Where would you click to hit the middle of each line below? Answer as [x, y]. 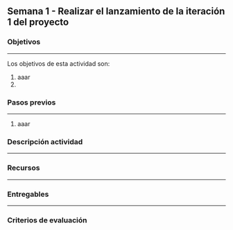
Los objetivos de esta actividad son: [59, 63]
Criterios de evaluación [48, 220]
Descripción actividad [45, 141]
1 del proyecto [38, 23]
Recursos [24, 168]
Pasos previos [32, 102]
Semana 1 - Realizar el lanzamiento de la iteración [116, 11]
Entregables [28, 194]
